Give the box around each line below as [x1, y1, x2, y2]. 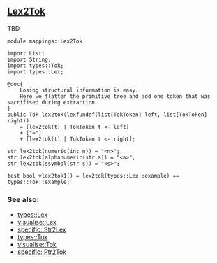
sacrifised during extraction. [7, 99, 98, 106]
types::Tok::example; [7, 178, 70, 185]
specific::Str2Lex [17, 225, 66, 234]
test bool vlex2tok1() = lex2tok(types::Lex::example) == [7, 172, 179, 179]
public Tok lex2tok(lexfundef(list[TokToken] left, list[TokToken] [7, 111, 208, 118]
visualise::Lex [17, 218, 57, 227]
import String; [7, 56, 52, 63]
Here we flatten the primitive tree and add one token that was [20, 92, 211, 100]
